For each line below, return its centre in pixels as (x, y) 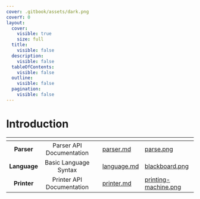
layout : (16, 23)
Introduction (37, 124)
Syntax (67, 170)
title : (20, 45)
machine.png (163, 187)
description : (28, 56)
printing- (158, 179)
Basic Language (67, 162)
